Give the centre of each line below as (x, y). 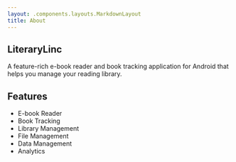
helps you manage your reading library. (65, 74)
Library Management (48, 129)
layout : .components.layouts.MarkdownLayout (74, 14)
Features (27, 96)
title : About (27, 21)
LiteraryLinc (35, 49)
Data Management (45, 144)
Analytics (31, 151)
